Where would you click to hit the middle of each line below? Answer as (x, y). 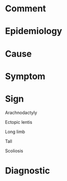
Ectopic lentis (19, 122)
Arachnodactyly (21, 112)
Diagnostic (28, 170)
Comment (26, 9)
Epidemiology (34, 31)
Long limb (15, 132)
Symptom (25, 76)
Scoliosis (14, 150)
